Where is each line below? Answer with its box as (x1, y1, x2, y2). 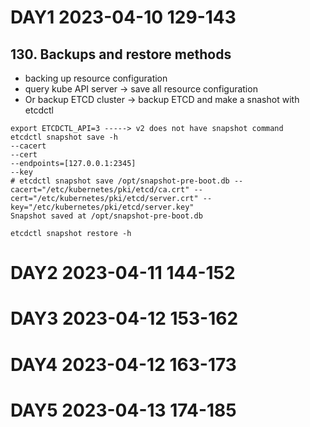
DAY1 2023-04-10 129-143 (10, 6, 237, 29)
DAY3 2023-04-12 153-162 (10, 307, 239, 330)
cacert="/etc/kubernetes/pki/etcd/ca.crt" (10, 185, 190, 195)
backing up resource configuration (24, 72, 168, 84)
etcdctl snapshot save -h (10, 132, 118, 142)
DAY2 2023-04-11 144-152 (10, 262, 236, 285)
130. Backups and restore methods (10, 46, 232, 63)
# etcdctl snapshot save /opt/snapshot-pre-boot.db (10, 176, 230, 186)
